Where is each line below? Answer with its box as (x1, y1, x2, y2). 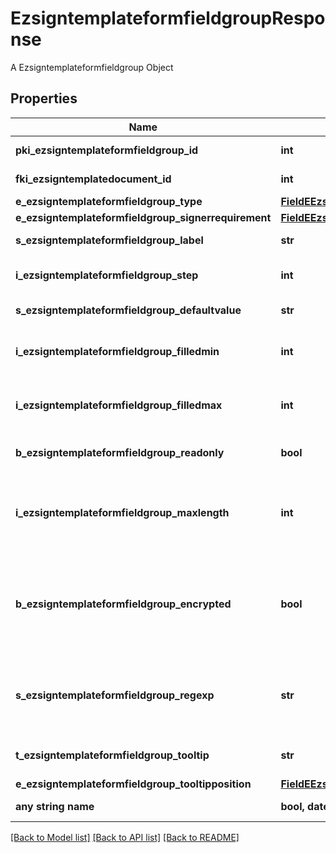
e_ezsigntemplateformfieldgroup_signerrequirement (15, 210, 272, 224)
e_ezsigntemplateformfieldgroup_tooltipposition (15, 777, 252, 791)
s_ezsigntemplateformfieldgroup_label (15, 233, 204, 247)
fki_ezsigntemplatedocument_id (15, 172, 172, 186)
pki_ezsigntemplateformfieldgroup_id (15, 143, 199, 157)
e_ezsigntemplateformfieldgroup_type (15, 194, 203, 208)
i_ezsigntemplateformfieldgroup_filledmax (15, 398, 223, 412)
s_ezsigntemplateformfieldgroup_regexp (15, 688, 215, 702)
